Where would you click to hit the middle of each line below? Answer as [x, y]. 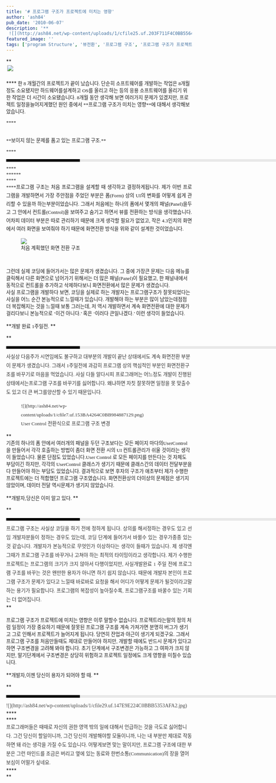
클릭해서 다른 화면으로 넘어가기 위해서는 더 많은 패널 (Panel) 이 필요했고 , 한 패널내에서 [97, 278]
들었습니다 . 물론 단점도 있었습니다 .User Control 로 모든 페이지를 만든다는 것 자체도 [99, 457]
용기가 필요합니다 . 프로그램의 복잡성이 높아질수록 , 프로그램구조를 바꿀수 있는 [99, 591]
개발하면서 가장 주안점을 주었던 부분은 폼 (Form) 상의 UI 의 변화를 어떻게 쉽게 [103, 195]
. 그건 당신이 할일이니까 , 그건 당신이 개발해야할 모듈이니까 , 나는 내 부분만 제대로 [96, 736]
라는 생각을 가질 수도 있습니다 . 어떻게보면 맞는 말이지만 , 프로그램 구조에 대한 [104, 745]
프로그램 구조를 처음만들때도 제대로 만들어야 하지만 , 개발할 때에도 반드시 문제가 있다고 [99, 641]
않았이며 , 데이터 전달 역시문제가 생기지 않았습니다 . [60, 486]
